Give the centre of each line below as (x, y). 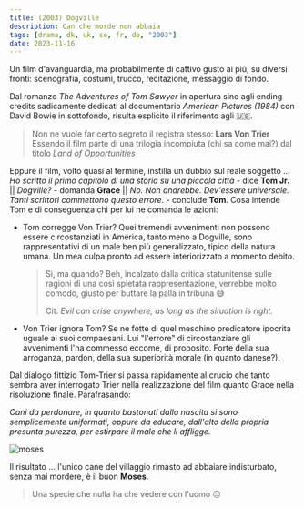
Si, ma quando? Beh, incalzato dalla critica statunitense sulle (159, 274)
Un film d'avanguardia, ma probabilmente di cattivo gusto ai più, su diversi (149, 69)
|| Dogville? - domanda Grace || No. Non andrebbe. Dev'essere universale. (149, 190)
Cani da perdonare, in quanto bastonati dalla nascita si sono (124, 412)
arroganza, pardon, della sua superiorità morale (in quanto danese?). (151, 358)
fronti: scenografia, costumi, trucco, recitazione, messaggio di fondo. (139, 79)
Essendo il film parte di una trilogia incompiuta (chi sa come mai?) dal (162, 144)
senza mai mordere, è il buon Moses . (79, 477)
